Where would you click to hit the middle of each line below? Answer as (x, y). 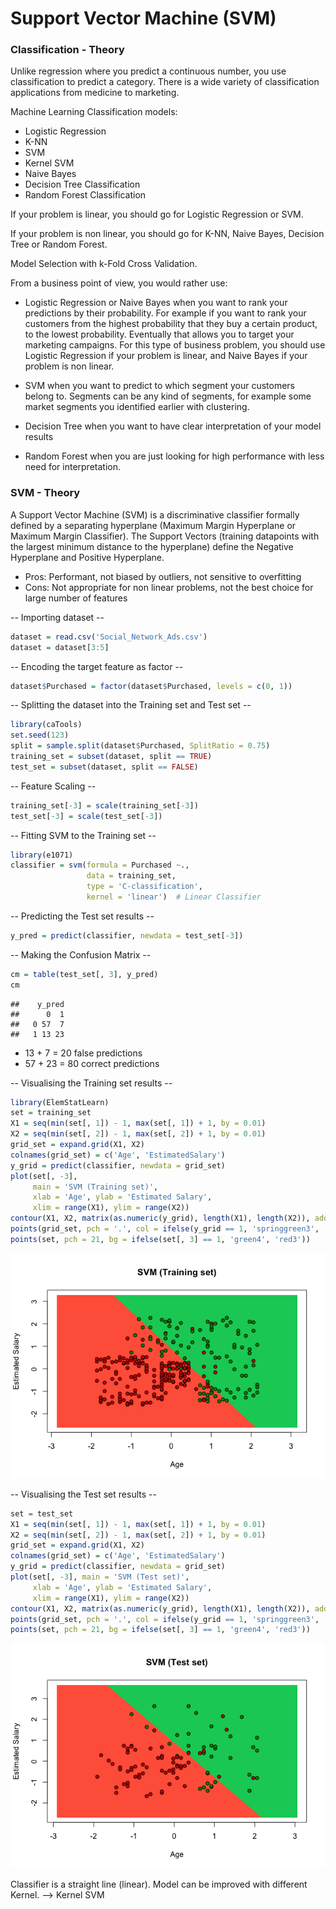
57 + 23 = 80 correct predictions (92, 1063)
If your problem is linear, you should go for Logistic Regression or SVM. (157, 214)
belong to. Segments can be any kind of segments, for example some (168, 396)
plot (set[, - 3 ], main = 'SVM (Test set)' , (100, 1577)
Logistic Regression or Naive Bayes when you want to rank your (156, 303)
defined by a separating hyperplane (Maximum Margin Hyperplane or (153, 525)
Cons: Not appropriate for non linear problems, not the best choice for (169, 587)
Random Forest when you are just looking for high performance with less (174, 456)
